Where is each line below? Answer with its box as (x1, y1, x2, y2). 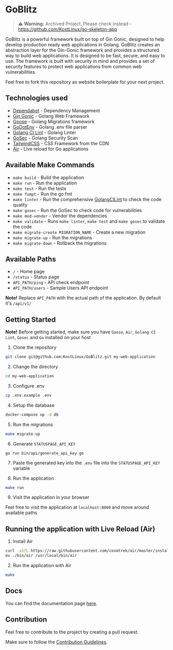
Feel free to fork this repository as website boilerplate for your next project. (5, 79, 165, 85)
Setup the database (12, 402, 55, 408)
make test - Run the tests (12, 185, 66, 191)
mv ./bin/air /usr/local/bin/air (5, 553, 77, 558)
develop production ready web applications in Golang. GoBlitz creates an (5, 41, 161, 47)
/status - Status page (12, 274, 60, 280)
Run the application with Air (12, 563, 72, 568)
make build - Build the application (12, 174, 84, 181)
